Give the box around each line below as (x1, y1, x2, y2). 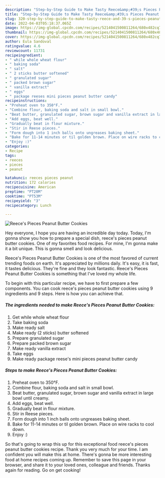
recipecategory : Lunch (5, 203, 52, 208)
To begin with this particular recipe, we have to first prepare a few (5, 280, 138, 286)
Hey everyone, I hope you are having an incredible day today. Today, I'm (5, 230, 151, 236)
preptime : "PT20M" (5, 189, 43, 194)
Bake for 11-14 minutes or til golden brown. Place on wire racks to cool (12, 421, 154, 427)
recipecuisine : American (5, 185, 56, 190)
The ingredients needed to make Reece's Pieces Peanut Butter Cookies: (5, 302, 155, 308)
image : (5, 25, 19, 30)
